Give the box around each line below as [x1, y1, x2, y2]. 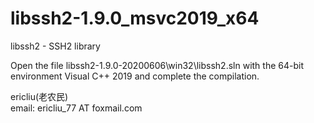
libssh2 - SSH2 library [10, 40, 101, 52]
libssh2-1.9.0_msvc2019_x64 [10, 7, 260, 30]
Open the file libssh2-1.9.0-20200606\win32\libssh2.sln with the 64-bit [10, 59, 304, 71]
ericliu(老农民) [10, 90, 69, 102]
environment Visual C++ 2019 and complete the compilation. [10, 70, 260, 82]
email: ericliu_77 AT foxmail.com [10, 102, 143, 114]
